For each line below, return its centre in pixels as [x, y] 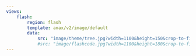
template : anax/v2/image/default [68, 28]
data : [34, 33]
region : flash [44, 22]
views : [14, 11]
